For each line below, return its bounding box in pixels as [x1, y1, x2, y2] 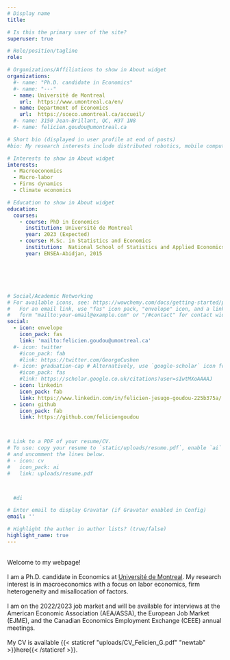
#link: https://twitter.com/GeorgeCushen [19, 356, 139, 364]
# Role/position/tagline [7, 47, 78, 55]
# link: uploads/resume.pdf [7, 470, 94, 477]
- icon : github [13, 401, 57, 408]
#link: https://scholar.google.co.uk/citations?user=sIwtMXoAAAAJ [19, 375, 213, 383]
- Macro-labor [13, 174, 53, 181]
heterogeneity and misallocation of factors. [7, 587, 129, 596]
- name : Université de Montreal [13, 92, 106, 99]
